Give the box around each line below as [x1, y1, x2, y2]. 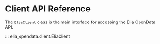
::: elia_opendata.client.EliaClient [5, 33, 70, 39]
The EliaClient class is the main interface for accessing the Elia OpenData [5, 19, 156, 25]
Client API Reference [5, 3, 91, 14]
